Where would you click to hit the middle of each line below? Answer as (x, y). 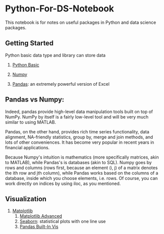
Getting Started (29, 43)
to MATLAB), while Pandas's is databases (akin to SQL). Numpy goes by (79, 162)
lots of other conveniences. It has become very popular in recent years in (80, 142)
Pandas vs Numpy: (35, 100)
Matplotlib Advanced (41, 216)
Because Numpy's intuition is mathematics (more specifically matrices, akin (82, 157)
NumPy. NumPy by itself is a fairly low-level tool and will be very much (77, 117)
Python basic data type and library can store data (55, 55)
